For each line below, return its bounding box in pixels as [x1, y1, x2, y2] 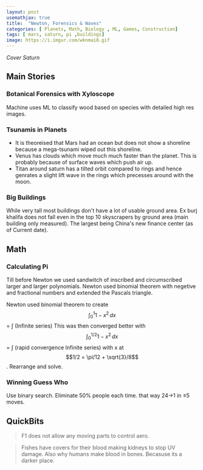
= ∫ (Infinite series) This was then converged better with [6, 322, 146, 329]
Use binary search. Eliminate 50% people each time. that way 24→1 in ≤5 [6, 392, 190, 399]
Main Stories [6, 71, 56, 82]
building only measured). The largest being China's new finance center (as [6, 220, 193, 227]
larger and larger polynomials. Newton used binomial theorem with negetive [6, 282, 196, 290]
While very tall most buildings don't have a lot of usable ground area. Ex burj [6, 207, 198, 214]
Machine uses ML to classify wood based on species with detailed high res [6, 103, 194, 111]
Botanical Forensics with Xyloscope [6, 89, 114, 98]
